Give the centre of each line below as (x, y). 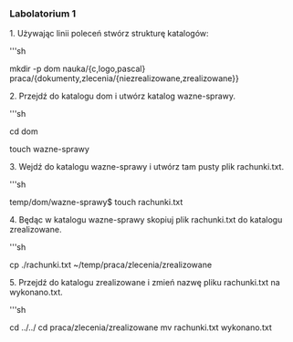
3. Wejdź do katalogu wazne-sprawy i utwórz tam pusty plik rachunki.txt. (147, 167)
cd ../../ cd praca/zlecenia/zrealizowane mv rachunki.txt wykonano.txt (141, 327)
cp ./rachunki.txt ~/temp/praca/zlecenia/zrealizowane (111, 265)
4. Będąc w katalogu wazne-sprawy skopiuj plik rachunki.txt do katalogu (146, 220)
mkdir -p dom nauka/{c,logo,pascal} (78, 69)
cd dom (24, 131)
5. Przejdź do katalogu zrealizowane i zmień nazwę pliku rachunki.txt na (145, 283)
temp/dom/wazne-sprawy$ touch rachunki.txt (96, 202)
